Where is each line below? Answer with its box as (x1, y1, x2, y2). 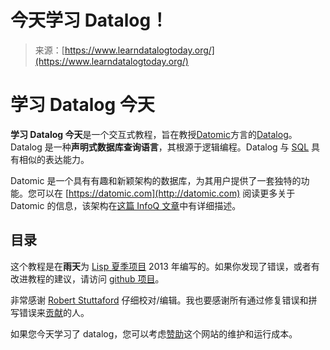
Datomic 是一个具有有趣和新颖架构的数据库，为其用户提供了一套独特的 (10, 174, 302, 186)
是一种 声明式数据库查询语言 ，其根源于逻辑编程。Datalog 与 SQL (44, 141, 310, 153)
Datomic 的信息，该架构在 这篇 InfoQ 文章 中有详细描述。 (10, 199, 242, 211)
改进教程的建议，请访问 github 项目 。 (10, 272, 165, 285)
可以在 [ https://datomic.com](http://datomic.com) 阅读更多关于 (36, 187, 296, 199)
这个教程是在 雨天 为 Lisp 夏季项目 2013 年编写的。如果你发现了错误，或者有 (10, 260, 320, 272)
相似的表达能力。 (18, 153, 90, 165)
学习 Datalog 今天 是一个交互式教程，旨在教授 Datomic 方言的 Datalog (10, 128, 289, 140)
